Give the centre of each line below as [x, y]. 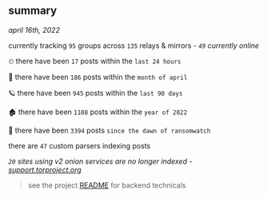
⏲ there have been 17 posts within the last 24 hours [95, 61]
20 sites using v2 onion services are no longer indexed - [100, 161]
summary [33, 11]
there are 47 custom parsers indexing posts [80, 145]
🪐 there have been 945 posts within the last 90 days [96, 93]
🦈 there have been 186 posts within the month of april [98, 77]
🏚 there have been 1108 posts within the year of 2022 [98, 112]
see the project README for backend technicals [107, 185]
